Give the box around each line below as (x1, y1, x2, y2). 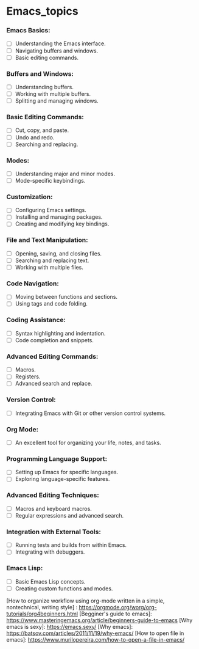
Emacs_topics (6, 4, 79, 18)
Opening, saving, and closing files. (15, 249, 102, 257)
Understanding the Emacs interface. (15, 40, 106, 47)
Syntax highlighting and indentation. (15, 329, 106, 337)
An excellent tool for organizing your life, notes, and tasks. (15, 439, 161, 447)
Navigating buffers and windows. (15, 47, 99, 54)
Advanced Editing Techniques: (6, 491, 99, 499)
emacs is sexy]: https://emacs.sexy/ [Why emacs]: (6, 623, 133, 630)
